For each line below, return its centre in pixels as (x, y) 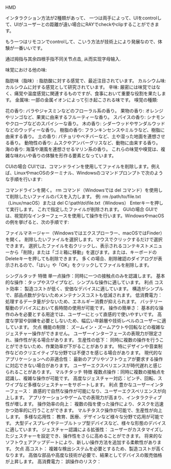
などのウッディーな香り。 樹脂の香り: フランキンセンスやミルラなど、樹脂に (85, 130)
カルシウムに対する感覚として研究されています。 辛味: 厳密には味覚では (81, 87)
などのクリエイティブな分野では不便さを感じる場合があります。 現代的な (86, 353)
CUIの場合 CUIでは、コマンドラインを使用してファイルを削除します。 (78, 166)
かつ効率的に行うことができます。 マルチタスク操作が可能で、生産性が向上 (84, 410)
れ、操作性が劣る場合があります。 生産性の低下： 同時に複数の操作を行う (82, 340)
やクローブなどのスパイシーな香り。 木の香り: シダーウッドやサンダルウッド (85, 123)
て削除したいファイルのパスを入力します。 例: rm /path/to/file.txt (73, 196)
